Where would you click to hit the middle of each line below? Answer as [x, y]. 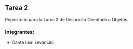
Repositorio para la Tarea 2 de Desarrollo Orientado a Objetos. [67, 19]
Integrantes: [20, 32]
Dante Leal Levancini [33, 42]
